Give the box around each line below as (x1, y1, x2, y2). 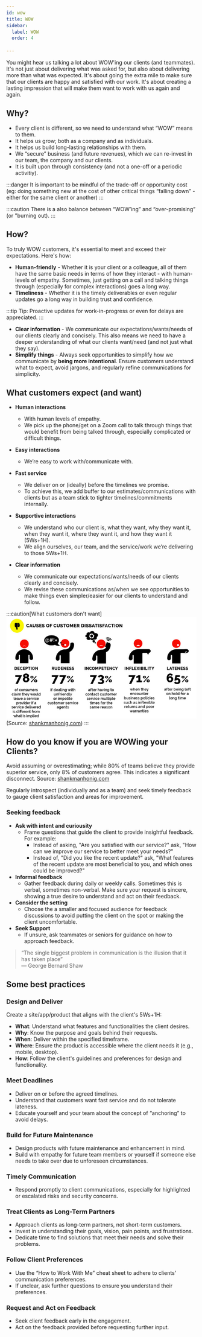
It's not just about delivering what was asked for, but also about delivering (6, 65, 190, 72)
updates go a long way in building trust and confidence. (14, 296, 154, 303)
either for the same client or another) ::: (6, 194, 104, 201)
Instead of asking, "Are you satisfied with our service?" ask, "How (33, 841, 197, 848)
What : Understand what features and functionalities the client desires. (14, 1023, 190, 1030)
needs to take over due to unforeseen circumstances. (14, 1157, 148, 1164)
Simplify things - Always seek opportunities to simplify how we (14, 351, 174, 358)
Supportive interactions (14, 512, 77, 519)
